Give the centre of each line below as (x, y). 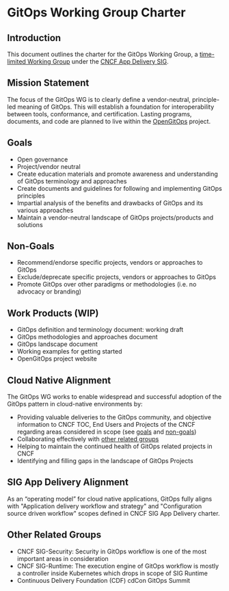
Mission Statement (48, 83)
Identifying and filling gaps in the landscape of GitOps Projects (105, 461)
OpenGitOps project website (57, 359)
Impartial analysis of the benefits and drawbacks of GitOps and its (110, 202)
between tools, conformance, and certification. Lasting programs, (99, 114)
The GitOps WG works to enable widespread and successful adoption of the (114, 397)
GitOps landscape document (57, 344)
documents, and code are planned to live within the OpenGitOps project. (109, 121)
